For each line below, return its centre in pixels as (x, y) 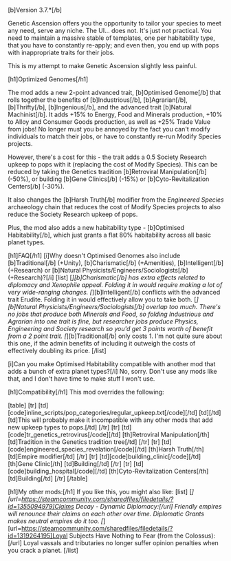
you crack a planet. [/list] (43, 550)
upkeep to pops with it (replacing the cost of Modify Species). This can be (113, 164)
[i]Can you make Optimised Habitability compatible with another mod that (112, 364)
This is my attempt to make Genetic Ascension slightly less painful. (102, 66)
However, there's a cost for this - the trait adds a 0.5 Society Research (107, 157)
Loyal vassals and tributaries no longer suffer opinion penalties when (121, 543)
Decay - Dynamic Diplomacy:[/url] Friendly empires (148, 506)
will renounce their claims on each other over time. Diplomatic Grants (106, 514)
